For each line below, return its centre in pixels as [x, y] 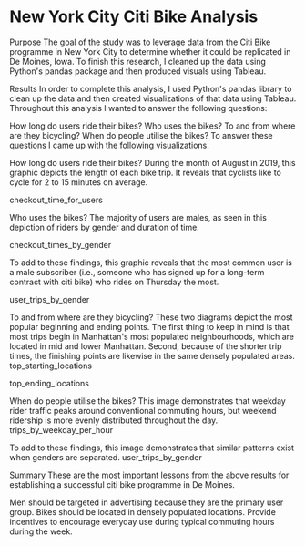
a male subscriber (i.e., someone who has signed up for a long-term [137, 272]
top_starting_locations [51, 366]
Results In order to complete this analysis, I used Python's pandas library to [151, 88]
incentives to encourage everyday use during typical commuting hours [142, 521]
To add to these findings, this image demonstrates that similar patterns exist [152, 448]
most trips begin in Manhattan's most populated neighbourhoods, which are [152, 336]
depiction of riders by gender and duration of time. [105, 227]
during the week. [41, 531]
